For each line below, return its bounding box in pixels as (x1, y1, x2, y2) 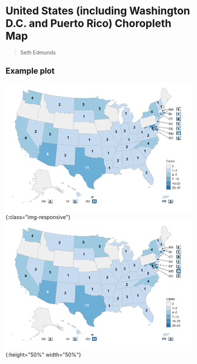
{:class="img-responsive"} (5, 213, 71, 220)
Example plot (5, 66, 55, 76)
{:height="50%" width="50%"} (5, 351, 82, 359)
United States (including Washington (5, 4, 190, 18)
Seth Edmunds (20, 49, 56, 56)
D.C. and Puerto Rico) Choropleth (5, 17, 172, 30)
